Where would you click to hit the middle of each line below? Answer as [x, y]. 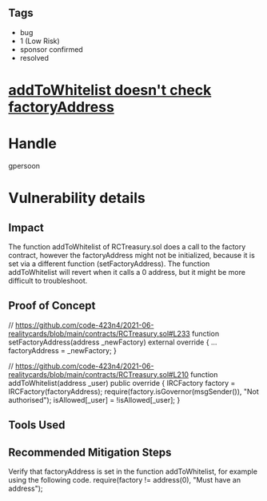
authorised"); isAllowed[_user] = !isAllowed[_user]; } [94, 400]
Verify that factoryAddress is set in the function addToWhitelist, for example [133, 471]
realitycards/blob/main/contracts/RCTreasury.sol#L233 [99, 333]
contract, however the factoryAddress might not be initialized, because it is [132, 255]
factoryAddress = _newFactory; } [63, 350]
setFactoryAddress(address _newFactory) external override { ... [113, 342]
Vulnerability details [77, 198]
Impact [26, 227]
